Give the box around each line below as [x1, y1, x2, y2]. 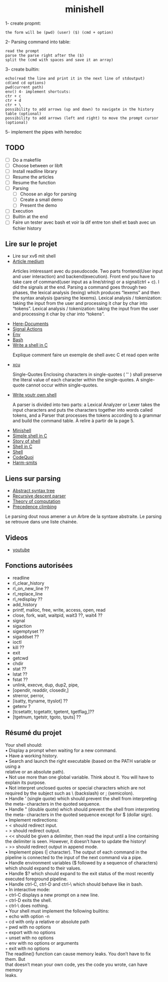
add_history [12, 601, 37, 608]
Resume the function [12, 180, 56, 185]
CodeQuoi [12, 454, 34, 461]
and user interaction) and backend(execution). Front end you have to [12, 274, 155, 280]
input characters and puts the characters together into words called [12, 407, 153, 413]
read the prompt [5, 48, 39, 53]
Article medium [12, 258, 44, 265]
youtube [12, 547, 30, 553]
